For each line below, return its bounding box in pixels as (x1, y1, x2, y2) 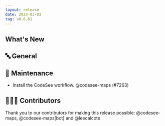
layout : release (5, 7, 39, 12)
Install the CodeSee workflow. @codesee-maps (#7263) (12, 82, 129, 88)
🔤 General (5, 52, 38, 60)
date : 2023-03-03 (5, 12, 42, 17)
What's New (5, 35, 45, 43)
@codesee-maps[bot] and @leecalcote (19, 115, 100, 121)
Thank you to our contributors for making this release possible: (5, 110, 135, 116)
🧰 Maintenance (5, 69, 54, 77)
